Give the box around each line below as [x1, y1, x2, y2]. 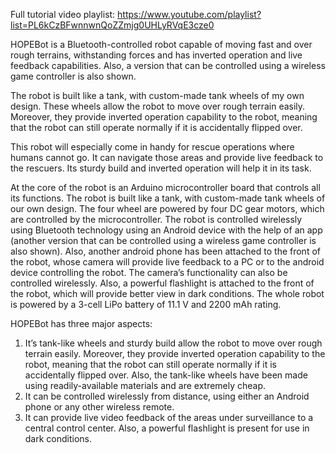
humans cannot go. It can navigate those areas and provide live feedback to [10, 152, 324, 163]
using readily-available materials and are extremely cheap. [24, 380, 267, 391]
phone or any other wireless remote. [24, 401, 175, 413]
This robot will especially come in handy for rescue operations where [10, 141, 295, 153]
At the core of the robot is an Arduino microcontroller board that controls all [10, 182, 321, 193]
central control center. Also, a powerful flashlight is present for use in [24, 422, 310, 434]
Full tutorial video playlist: [10, 9, 116, 20]
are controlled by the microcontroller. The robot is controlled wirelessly [10, 214, 303, 225]
